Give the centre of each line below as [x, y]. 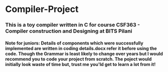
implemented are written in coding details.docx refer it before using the [81, 48]
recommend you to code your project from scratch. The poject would [78, 59]
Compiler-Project [42, 9]
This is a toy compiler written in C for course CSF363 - [73, 25]
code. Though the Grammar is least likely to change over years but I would [84, 53]
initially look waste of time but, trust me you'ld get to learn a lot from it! [80, 64]
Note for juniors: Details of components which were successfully [74, 43]
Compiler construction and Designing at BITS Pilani [69, 31]
